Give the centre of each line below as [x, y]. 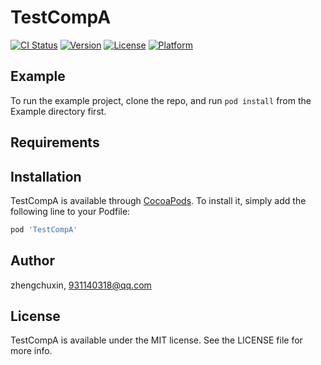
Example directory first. [58, 111]
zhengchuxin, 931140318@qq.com [81, 285]
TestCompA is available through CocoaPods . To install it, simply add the [158, 200]
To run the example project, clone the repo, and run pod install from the [161, 100]
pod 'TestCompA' [44, 229]
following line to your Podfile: [70, 211]
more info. [31, 351]
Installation [46, 176]
